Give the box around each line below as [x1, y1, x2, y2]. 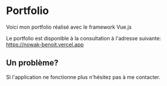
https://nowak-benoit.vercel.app [6, 41, 84, 48]
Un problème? [6, 58, 59, 68]
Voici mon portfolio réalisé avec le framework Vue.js [6, 23, 132, 30]
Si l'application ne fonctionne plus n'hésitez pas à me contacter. [6, 73, 161, 80]
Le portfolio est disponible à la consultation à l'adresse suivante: [6, 35, 161, 42]
